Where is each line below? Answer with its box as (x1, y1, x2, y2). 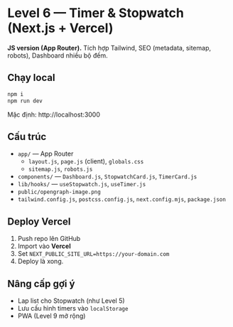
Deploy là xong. (17, 257, 64, 266)
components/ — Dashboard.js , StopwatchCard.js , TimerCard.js (17, 172, 197, 181)
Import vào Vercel (17, 242, 71, 250)
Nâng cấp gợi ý (7, 277, 75, 289)
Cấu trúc (7, 130, 47, 143)
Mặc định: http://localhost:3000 (7, 110, 101, 119)
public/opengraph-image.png (17, 188, 101, 196)
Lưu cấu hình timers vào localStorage (17, 304, 129, 312)
